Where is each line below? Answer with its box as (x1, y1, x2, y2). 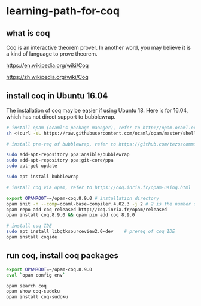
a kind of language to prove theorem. (6, 50, 98, 57)
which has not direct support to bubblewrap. (6, 113, 116, 120)
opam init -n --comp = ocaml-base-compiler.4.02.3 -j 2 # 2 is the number (6, 201, 191, 207)
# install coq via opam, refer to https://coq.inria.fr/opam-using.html (6, 184, 191, 190)
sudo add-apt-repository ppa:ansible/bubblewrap (6, 152, 130, 158)
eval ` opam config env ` (6, 272, 66, 278)
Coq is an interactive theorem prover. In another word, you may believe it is (6, 44, 191, 51)
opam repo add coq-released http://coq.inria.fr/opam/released (6, 207, 167, 213)
